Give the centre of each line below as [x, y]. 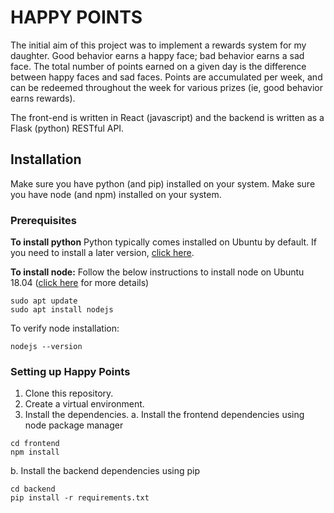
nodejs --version [46, 347]
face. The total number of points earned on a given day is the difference [158, 66]
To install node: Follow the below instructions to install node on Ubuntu [157, 272]
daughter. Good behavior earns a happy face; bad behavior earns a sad [157, 55]
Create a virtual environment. [84, 404]
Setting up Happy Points [70, 371]
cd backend [33, 489]
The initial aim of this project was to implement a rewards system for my [158, 45]
